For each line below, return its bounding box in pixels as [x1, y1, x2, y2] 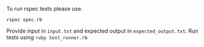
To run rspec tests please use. [6, 5, 83, 12]
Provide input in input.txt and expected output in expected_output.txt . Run [6, 27, 198, 34]
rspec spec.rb [6, 17, 43, 23]
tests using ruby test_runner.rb [6, 34, 88, 41]
